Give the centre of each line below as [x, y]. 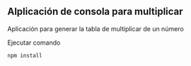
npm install [25, 55]
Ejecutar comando [34, 43]
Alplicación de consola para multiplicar [95, 12]
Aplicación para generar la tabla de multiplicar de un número [95, 28]
